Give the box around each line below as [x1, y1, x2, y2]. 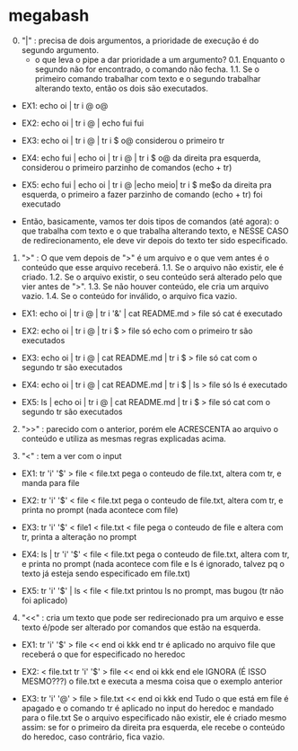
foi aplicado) [21, 595, 68, 605]
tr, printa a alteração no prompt [21, 531, 137, 542]
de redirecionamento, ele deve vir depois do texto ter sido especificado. [21, 234, 288, 245]
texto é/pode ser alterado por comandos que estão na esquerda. [21, 622, 261, 632]
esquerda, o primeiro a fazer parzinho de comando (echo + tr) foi [21, 189, 263, 199]
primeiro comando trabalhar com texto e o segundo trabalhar [34, 73, 261, 84]
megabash [8, 5, 90, 26]
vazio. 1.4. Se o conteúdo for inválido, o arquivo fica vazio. [21, 290, 238, 301]
